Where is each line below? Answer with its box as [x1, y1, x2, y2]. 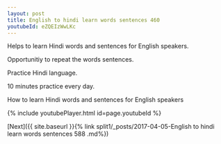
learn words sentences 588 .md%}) [7, 129, 109, 138]
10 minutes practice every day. [7, 82, 95, 91]
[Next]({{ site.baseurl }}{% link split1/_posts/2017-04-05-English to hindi [7, 123, 215, 131]
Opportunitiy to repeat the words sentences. [7, 55, 134, 64]
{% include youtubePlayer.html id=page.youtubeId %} [7, 109, 162, 118]
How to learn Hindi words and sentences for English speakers [7, 96, 184, 104]
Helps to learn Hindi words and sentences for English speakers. [7, 42, 189, 51]
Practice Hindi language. [7, 69, 78, 77]
